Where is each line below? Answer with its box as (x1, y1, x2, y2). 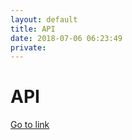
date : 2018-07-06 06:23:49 (10, 33, 123, 43)
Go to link (10, 119, 50, 131)
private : (10, 42, 47, 53)
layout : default (10, 14, 78, 25)
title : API (10, 24, 56, 34)
